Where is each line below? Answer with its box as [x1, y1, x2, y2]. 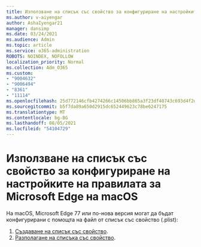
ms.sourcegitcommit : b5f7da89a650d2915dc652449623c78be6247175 [6, 103, 167, 110]
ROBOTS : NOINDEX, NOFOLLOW [6, 53, 74, 59]
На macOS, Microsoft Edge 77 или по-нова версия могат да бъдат [6, 209, 174, 216]
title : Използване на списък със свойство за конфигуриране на [6, 8, 167, 15]
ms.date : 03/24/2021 [6, 31, 58, 37]
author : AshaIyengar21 [6, 20, 63, 26]
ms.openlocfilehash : [6, 98, 58, 104]
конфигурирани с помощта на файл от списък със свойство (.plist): [6, 216, 178, 223]
